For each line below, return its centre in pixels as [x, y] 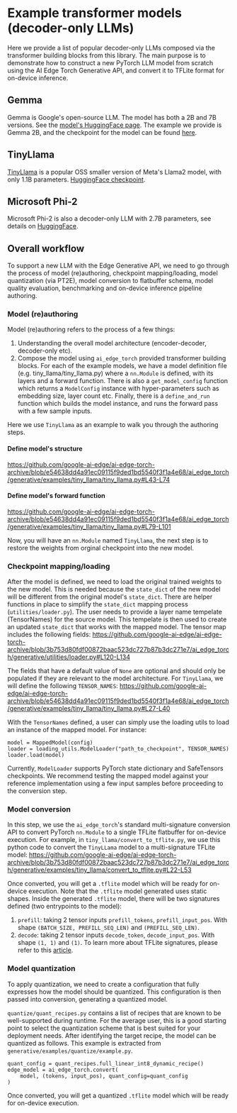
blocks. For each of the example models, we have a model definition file [122, 366]
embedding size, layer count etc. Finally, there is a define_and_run [114, 396]
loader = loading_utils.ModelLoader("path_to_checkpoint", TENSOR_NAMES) [118, 749]
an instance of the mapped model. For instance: [77, 730]
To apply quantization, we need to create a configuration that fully [103, 984]
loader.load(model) [36, 755]
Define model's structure [45, 449]
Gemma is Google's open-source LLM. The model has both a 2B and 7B [112, 117]
